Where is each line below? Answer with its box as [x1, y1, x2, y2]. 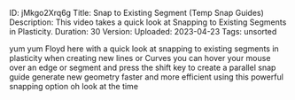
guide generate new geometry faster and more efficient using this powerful [9, 72, 283, 82]
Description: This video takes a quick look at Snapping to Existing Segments [9, 17, 287, 27]
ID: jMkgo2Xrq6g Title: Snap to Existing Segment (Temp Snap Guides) [9, 8, 264, 18]
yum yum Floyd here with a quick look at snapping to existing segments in [9, 43, 279, 54]
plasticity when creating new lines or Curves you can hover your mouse [9, 53, 271, 63]
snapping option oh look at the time [9, 81, 139, 91]
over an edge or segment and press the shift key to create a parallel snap [9, 62, 276, 73]
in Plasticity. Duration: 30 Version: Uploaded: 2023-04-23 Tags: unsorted [9, 27, 277, 36]
